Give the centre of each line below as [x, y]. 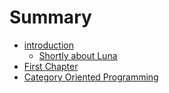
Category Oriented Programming [91, 77]
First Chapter [51, 66]
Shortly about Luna [78, 55]
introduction [48, 45]
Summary [50, 17]
